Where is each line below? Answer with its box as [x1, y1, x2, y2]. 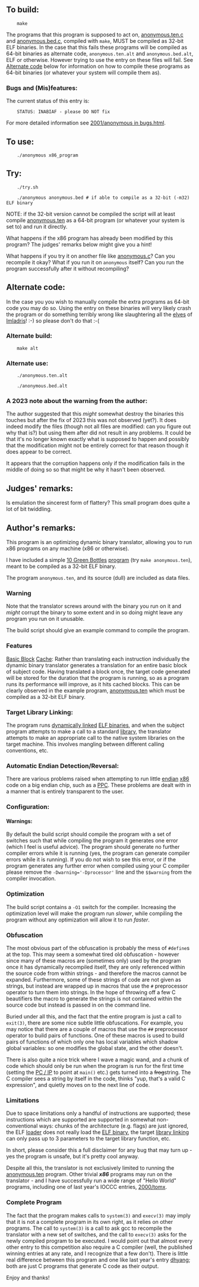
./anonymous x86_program [17, 152, 78, 158]
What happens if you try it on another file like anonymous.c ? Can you [6, 252, 175, 260]
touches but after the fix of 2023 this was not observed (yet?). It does [6, 417, 177, 424]
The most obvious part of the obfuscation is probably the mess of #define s [6, 944, 190, 951]
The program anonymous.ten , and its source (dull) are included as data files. [6, 574, 190, 582]
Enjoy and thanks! [6, 1274, 50, 1281]
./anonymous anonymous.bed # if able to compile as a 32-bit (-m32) [17, 195, 190, 201]
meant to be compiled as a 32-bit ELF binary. [6, 563, 116, 570]
